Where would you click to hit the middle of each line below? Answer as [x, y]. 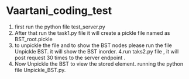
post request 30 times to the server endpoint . [70, 58]
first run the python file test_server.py [60, 27]
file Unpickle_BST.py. [40, 70]
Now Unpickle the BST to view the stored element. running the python [99, 64]
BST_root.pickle [33, 39]
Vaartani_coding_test [59, 11]
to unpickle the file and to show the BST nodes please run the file [93, 45]
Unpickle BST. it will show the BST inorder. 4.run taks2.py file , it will [97, 51]
